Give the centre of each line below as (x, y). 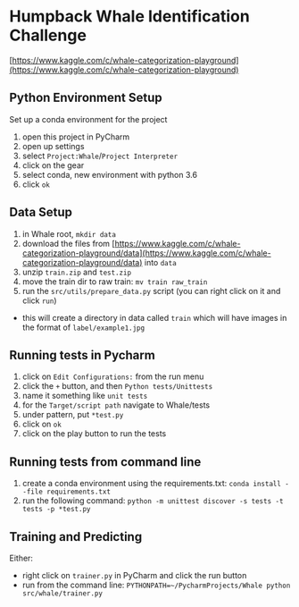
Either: (21, 558)
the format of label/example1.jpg (83, 327)
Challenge (48, 35)
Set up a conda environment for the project (88, 119)
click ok (36, 184)
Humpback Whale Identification (129, 17)
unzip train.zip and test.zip (77, 272)
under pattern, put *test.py (73, 415)
